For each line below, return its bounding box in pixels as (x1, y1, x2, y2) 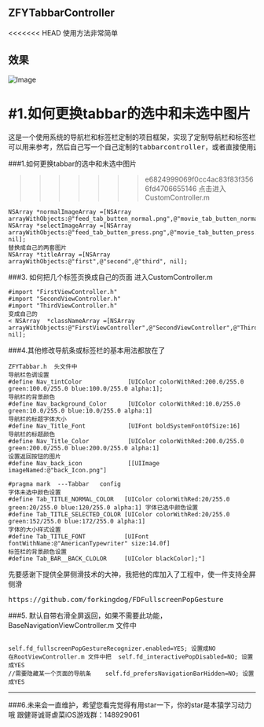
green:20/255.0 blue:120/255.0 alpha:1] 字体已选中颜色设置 (8, 503, 199, 512)
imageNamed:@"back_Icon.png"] (8, 466, 108, 474)
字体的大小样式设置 (8, 526, 61, 534)
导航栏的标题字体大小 (8, 415, 67, 423)
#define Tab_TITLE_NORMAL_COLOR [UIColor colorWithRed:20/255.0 (8, 495, 230, 503)
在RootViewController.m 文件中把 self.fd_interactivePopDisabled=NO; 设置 (8, 652, 254, 661)
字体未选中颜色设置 (8, 488, 61, 496)
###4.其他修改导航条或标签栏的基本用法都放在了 (8, 345, 166, 354)
